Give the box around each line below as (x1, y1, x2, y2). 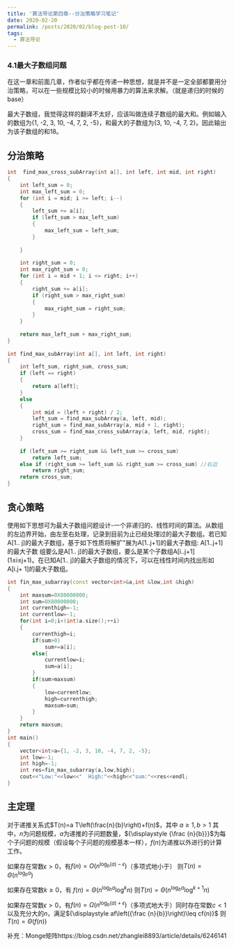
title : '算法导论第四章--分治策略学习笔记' (7, 10, 120, 17)
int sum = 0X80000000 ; (19, 598, 79, 605)
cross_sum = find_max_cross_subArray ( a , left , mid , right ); (32, 428, 210, 435)
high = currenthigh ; (44, 695, 98, 702)
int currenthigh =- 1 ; (19, 604, 79, 611)
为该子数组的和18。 (7, 127, 63, 136)
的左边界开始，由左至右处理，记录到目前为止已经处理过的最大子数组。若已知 (7, 530, 227, 538)
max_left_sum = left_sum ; (44, 228, 120, 234)
